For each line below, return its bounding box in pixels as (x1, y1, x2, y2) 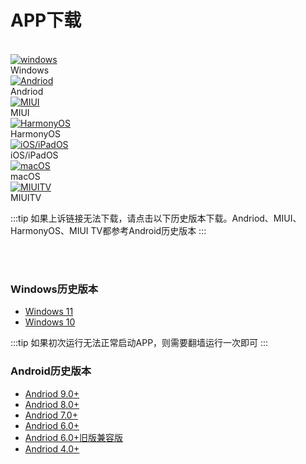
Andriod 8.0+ (24, 398, 80, 410)
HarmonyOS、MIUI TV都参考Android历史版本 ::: (10, 224, 207, 236)
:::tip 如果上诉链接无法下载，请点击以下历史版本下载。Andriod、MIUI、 (10, 212, 302, 224)
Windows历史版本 (10, 282, 99, 296)
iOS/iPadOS (10, 149, 59, 161)
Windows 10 (24, 316, 76, 328)
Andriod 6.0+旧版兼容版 (24, 431, 123, 443)
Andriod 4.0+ (24, 442, 80, 455)
